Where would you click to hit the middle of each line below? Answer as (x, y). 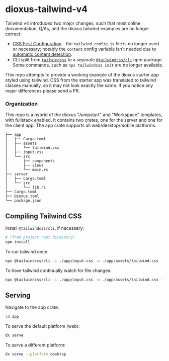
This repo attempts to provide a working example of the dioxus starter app (82, 74)
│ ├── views (24, 165)
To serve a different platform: (35, 345)
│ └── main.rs (27, 170)
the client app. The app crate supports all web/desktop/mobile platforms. (81, 125)
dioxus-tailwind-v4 (47, 9)
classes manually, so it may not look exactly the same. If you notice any (79, 85)
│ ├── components (30, 161)
